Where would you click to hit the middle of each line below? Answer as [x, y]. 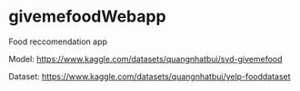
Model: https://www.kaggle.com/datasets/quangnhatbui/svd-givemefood [145, 59]
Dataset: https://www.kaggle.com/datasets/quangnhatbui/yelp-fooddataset [150, 76]
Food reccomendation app [58, 41]
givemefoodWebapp [87, 17]
